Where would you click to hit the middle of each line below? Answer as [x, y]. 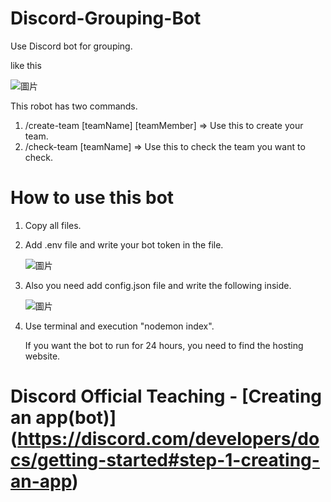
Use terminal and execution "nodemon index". [119, 326]
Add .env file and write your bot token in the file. [124, 244]
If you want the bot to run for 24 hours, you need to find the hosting [164, 345]
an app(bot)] [63, 418]
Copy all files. [53, 225]
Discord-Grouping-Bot [106, 18]
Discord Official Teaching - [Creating [166, 396]
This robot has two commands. [74, 106]
